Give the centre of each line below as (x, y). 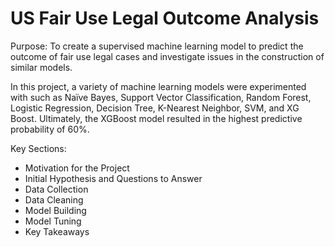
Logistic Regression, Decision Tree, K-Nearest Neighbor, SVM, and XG (155, 108)
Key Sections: (38, 148)
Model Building (55, 210)
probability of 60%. (50, 129)
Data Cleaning (54, 199)
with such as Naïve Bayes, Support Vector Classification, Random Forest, (161, 97)
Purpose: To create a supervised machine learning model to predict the (157, 46)
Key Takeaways (57, 231)
